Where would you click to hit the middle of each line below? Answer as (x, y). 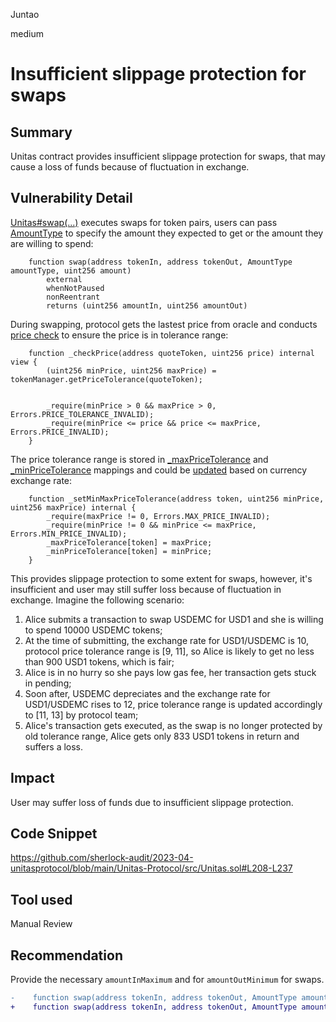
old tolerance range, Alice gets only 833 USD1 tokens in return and (162, 736)
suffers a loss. (54, 746)
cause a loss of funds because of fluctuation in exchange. (130, 167)
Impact (32, 778)
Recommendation (66, 955)
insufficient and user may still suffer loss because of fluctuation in (146, 589)
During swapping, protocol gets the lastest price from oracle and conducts (164, 324)
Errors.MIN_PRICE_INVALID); (69, 534)
